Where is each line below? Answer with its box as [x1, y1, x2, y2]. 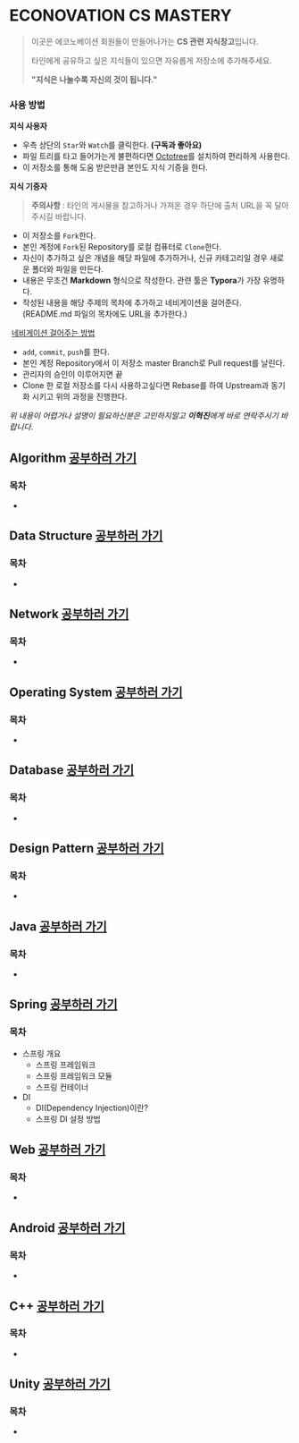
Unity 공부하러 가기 [9, 1377, 111, 1392]
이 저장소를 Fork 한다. [21, 230, 96, 242]
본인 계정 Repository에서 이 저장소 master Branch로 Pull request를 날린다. [21, 358, 286, 369]
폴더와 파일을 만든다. [31, 264, 104, 275]
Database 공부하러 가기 [9, 762, 135, 778]
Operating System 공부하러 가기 [9, 684, 183, 700]
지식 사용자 [9, 121, 47, 132]
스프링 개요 [21, 1048, 62, 1058]
